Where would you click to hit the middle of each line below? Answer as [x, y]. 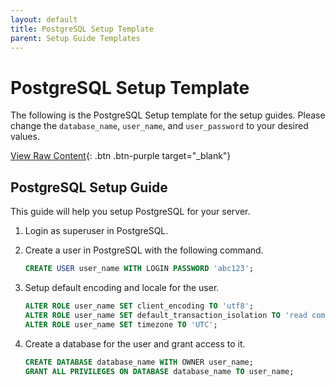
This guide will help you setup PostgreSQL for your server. [130, 212]
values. [25, 137]
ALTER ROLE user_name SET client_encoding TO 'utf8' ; [139, 306]
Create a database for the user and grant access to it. [135, 343]
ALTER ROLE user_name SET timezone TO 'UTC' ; [121, 324]
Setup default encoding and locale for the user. [122, 287]
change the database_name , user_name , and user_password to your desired [159, 126]
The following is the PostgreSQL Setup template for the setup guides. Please [168, 115]
